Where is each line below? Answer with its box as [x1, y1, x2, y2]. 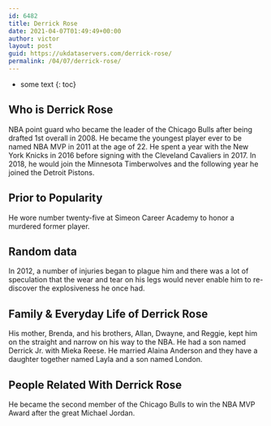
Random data [8, 244, 77, 258]
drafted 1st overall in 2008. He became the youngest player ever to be [8, 133, 242, 143]
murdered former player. [8, 221, 91, 231]
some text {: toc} [19, 79, 77, 89]
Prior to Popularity [8, 191, 103, 205]
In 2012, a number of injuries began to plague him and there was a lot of [8, 266, 249, 276]
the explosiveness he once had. [39, 283, 145, 293]
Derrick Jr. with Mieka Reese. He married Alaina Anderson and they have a [8, 346, 258, 355]
